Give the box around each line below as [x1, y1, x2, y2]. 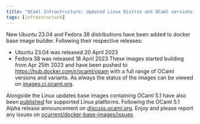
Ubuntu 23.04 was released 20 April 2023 [14, 48, 118, 55]
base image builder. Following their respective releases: [6, 37, 143, 44]
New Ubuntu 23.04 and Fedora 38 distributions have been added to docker [6, 30, 190, 38]
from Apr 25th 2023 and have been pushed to [14, 61, 128, 69]
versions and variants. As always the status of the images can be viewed [14, 74, 193, 81]
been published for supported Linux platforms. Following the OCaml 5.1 [6, 98, 180, 105]
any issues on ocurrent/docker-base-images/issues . [6, 111, 135, 118]
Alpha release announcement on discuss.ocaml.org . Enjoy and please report [6, 104, 193, 111]
